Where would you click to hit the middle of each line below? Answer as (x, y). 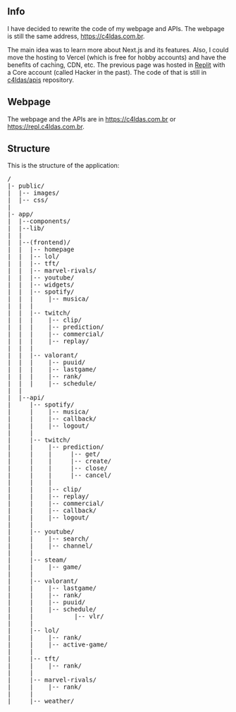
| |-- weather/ (41, 701)
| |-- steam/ (37, 560)
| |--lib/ (26, 228)
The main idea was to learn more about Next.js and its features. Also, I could (118, 49)
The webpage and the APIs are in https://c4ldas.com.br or (92, 119)
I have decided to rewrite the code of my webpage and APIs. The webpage (116, 28)
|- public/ (26, 186)
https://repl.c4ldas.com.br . (46, 126)
